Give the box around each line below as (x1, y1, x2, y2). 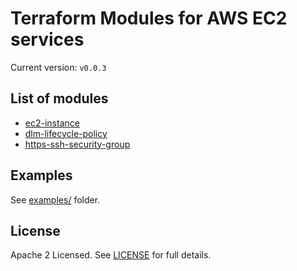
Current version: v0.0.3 (10, 61, 107, 73)
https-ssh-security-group (24, 138, 131, 150)
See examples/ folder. (10, 193, 101, 206)
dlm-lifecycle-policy (24, 127, 108, 139)
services (10, 28, 85, 51)
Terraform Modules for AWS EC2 (10, 7, 288, 30)
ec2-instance (24, 117, 80, 129)
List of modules (10, 90, 109, 107)
